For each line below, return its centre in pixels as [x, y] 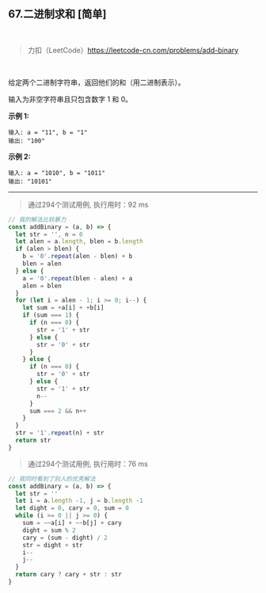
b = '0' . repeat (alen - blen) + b [78, 257]
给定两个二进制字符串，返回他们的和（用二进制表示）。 [97, 82]
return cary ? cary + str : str [69, 575]
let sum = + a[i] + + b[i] [63, 308]
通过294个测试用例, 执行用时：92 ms [88, 204]
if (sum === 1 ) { [51, 315]
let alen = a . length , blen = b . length [80, 241]
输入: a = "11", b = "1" [48, 132]
